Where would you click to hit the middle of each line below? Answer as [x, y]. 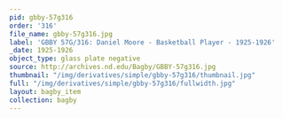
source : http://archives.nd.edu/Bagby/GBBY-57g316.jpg [113, 67]
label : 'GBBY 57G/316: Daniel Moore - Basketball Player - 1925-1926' [142, 42]
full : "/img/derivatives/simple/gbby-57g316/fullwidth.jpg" [123, 83]
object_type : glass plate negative [75, 59]
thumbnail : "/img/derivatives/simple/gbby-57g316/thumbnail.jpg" [132, 75]
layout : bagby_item [45, 91]
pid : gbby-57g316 [41, 17]
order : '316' [33, 26]
